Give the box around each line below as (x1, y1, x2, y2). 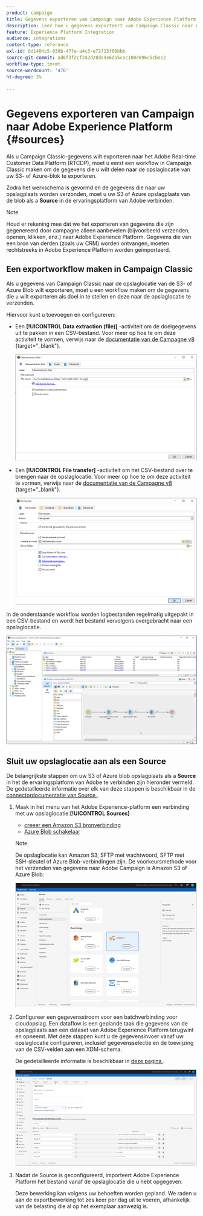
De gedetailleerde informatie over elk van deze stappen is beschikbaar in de (6, 785, 196, 792)
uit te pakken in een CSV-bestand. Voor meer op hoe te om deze (14, 329, 176, 336)
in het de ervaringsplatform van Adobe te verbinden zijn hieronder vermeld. (6, 779, 195, 786)
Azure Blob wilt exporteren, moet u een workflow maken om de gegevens (6, 286, 189, 294)
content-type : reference (6, 42, 69, 48)
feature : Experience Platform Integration (6, 29, 115, 35)
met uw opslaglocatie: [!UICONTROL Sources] (14, 810, 130, 817)
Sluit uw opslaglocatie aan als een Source (6, 756, 166, 766)
